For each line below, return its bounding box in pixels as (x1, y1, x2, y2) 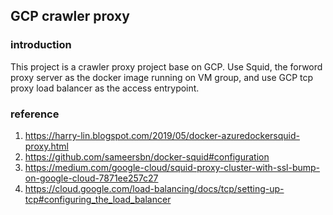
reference (10, 107, 60, 121)
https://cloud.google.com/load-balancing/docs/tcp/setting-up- (24, 182, 285, 194)
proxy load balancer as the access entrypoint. (10, 82, 200, 94)
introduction (10, 38, 72, 52)
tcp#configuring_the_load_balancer (24, 193, 172, 205)
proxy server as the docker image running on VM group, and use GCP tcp (10, 71, 314, 83)
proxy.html (24, 140, 69, 152)
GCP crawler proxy (10, 8, 130, 25)
